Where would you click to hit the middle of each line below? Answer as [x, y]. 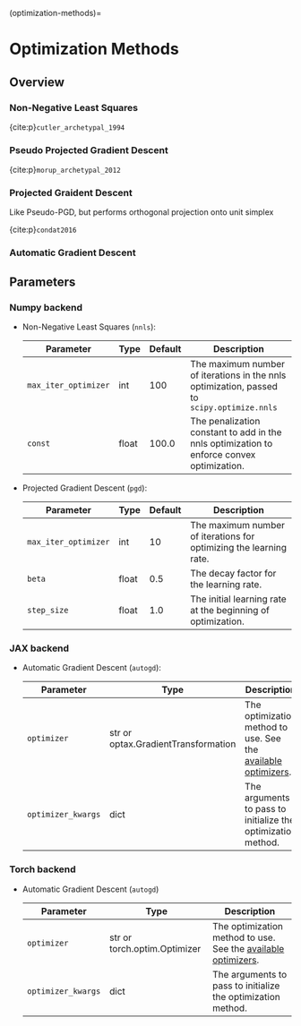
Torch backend [43, 869]
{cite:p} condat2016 [43, 230]
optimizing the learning [238, 548]
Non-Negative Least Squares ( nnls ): [89, 327]
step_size [47, 611]
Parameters [43, 282]
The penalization [225, 422]
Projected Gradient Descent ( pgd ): [85, 488]
